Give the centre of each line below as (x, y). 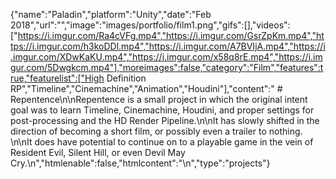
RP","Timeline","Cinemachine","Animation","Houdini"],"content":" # (146, 88)
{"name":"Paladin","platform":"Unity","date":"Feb (111, 14)
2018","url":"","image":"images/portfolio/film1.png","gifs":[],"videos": (150, 25)
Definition (126, 78)
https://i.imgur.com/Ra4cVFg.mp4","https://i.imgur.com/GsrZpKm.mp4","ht (171, 35)
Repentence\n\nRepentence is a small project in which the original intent (159, 99)
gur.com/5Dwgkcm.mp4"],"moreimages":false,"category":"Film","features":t (167, 67)
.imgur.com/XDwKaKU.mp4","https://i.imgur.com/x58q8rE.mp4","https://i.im (166, 57)
